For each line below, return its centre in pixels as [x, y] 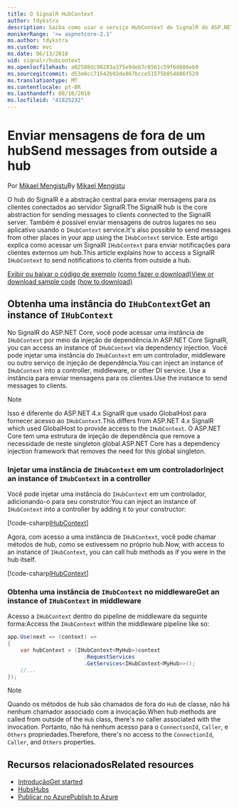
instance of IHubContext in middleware [74, 600]
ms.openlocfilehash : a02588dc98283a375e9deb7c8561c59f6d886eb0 [103, 67]
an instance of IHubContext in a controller [79, 478]
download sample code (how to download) [70, 281]
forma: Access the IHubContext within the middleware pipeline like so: [108, 624]
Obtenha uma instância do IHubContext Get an [109, 304]
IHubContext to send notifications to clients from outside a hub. [100, 260]
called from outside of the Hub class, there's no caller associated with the [114, 719]
